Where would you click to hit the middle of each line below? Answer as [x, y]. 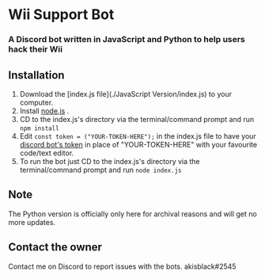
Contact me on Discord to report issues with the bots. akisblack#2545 [122, 266]
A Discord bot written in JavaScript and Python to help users [127, 40]
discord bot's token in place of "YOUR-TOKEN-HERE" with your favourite [138, 144]
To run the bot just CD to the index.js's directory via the [110, 161]
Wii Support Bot [61, 15]
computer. [36, 102]
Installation [36, 75]
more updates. [32, 222]
